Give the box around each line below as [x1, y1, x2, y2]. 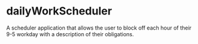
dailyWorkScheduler [6, 4, 112, 18]
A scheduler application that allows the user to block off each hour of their [6, 24, 192, 31]
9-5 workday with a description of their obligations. [6, 30, 134, 37]
